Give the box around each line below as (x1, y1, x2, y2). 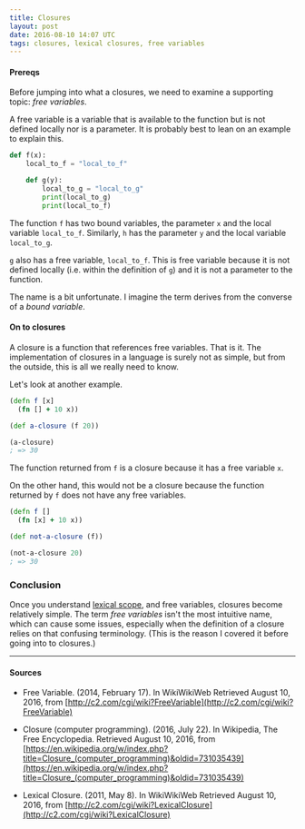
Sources (9, 666, 43, 677)
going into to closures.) (9, 637, 96, 648)
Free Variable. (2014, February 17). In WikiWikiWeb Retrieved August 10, (22, 687, 290, 698)
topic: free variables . (9, 96, 88, 107)
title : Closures (9, 13, 71, 23)
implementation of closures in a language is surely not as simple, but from (9, 351, 286, 362)
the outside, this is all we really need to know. (9, 360, 180, 372)
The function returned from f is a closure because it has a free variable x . (9, 462, 284, 473)
